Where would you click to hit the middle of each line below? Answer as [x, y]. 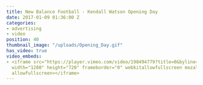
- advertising [24, 28]
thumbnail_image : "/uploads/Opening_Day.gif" [64, 45]
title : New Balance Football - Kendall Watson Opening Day [82, 12]
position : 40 [23, 40]
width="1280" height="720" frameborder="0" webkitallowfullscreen [97, 67]
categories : [21, 23]
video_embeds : [24, 56]
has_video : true [27, 51]
